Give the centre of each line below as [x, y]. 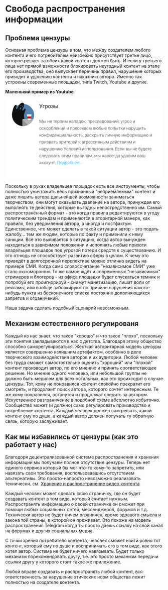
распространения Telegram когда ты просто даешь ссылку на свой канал [84, 525]
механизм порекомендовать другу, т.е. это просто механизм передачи [82, 556]
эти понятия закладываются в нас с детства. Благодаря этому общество [83, 341]
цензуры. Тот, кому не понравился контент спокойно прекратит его [78, 384]
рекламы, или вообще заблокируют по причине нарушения [69, 287]
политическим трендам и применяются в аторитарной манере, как [78, 218]
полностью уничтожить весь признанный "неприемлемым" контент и [80, 191]
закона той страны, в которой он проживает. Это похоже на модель [78, 520]
